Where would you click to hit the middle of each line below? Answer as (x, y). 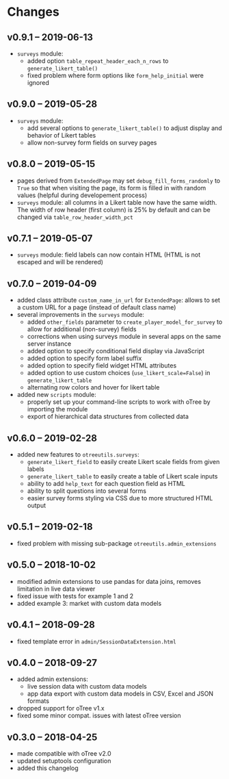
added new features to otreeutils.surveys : (78, 455)
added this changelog (48, 768)
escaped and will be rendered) (60, 262)
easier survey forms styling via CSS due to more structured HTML (120, 498)
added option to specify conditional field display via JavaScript (116, 351)
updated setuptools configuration (64, 761)
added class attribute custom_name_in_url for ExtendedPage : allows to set (119, 300)
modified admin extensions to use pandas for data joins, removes (109, 581)
